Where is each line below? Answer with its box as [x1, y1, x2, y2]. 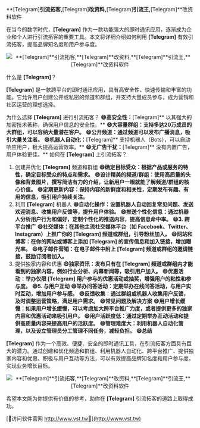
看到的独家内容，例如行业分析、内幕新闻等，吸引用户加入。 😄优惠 [14, 268, 179, 274]
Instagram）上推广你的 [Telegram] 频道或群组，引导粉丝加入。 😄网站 [14, 230, 187, 238]
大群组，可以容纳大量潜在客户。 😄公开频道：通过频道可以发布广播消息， [6, 129, 186, 136]
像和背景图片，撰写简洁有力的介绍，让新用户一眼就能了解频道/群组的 [14, 179, 185, 185]
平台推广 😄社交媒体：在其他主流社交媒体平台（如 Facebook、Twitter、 [14, 223, 192, 230]
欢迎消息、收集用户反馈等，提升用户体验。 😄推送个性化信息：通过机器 [14, 208, 189, 215]
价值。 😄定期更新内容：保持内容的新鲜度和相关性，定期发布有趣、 [20, 186, 184, 193]
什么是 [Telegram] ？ [6, 74, 57, 80]
